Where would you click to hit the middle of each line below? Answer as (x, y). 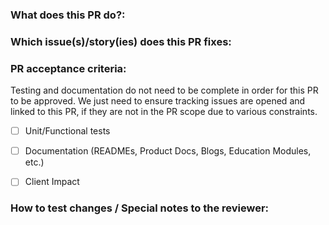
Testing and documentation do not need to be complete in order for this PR (164, 90)
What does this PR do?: (68, 15)
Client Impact (52, 182)
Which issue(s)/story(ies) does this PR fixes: (121, 41)
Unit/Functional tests (67, 131)
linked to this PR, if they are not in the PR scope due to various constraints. (164, 112)
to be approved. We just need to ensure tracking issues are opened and (158, 101)
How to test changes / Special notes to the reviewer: (140, 208)
